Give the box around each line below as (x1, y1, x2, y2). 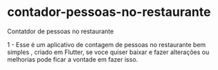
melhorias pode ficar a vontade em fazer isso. (7, 55, 138, 63)
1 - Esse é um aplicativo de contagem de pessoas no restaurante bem (7, 40, 206, 49)
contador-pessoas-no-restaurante (7, 4, 211, 20)
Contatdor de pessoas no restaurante (7, 27, 114, 35)
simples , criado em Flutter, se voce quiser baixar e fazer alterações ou (7, 48, 210, 56)
